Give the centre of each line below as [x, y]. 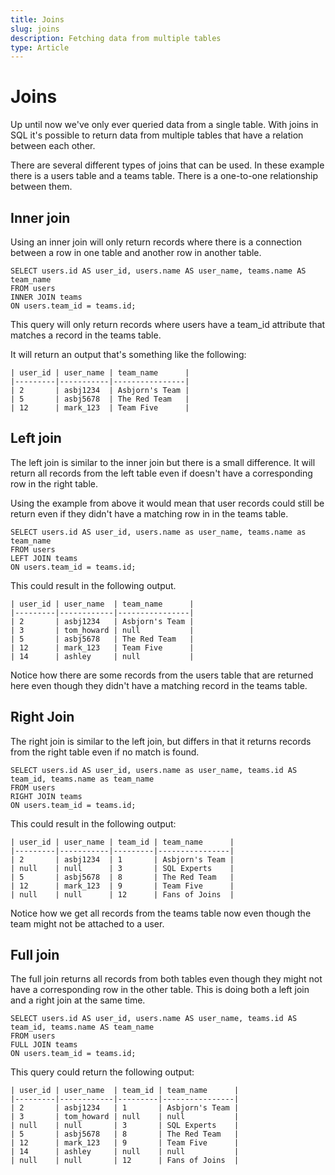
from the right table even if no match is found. [105, 752]
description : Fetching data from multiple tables [116, 38]
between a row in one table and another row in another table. [136, 252]
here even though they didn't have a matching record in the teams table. [159, 685]
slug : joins [35, 29]
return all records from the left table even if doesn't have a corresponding [161, 473]
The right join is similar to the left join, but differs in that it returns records [161, 741]
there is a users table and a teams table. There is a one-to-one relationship [164, 176]
